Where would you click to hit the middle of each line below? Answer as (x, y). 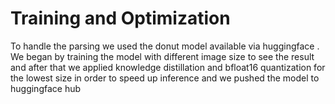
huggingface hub (46, 88)
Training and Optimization (120, 18)
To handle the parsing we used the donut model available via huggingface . (165, 46)
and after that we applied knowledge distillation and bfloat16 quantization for (168, 67)
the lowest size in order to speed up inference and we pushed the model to (165, 78)
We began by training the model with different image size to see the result (162, 56)
